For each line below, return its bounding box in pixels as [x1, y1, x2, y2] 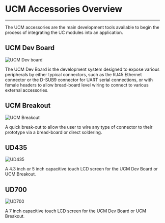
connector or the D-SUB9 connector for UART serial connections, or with [5, 77, 153, 83]
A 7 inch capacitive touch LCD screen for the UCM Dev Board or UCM [5, 208, 146, 214]
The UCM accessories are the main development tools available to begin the [5, 24, 160, 30]
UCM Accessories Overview [5, 3, 123, 15]
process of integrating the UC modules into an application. [5, 29, 124, 35]
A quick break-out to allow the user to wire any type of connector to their [5, 124, 153, 130]
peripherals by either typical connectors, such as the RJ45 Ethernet [5, 71, 142, 77]
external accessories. [5, 87, 49, 93]
